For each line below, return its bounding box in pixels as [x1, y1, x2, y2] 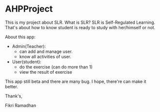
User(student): [12, 59, 42, 64]
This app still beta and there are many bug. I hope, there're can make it [5, 79, 146, 84]
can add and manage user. [19, 48, 73, 54]
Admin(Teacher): [12, 43, 46, 49]
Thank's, [5, 93, 23, 99]
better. [5, 83, 18, 89]
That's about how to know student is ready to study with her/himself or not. [5, 24, 156, 30]
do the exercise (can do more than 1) [19, 64, 93, 70]
